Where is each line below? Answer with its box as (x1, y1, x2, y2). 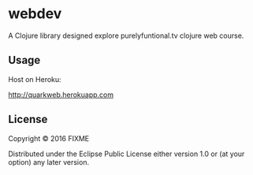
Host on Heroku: (8, 74, 61, 84)
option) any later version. (8, 157, 89, 166)
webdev (8, 5, 62, 23)
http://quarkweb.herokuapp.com (8, 90, 114, 99)
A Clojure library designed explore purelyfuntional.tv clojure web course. (8, 31, 244, 40)
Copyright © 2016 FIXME (8, 133, 90, 143)
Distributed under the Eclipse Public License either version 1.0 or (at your (8, 149, 245, 158)
